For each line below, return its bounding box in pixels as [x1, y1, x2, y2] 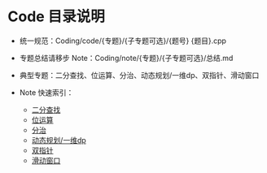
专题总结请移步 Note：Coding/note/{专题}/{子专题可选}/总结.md [19, 53, 234, 63]
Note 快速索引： [19, 87, 74, 97]
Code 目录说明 [7, 7, 105, 26]
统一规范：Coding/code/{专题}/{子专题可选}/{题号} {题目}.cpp [19, 36, 227, 45]
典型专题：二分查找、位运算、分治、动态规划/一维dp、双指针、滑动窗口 [19, 70, 260, 80]
